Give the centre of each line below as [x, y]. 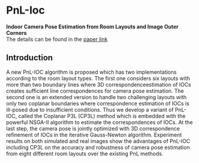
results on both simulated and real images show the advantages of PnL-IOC [98, 141]
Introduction [30, 58]
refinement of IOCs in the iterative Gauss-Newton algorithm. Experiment [94, 135]
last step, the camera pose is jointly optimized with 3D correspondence [93, 128]
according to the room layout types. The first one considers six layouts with [98, 78]
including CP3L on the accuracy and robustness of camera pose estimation [98, 147]
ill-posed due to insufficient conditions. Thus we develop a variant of [90, 109]
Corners [17, 32]
